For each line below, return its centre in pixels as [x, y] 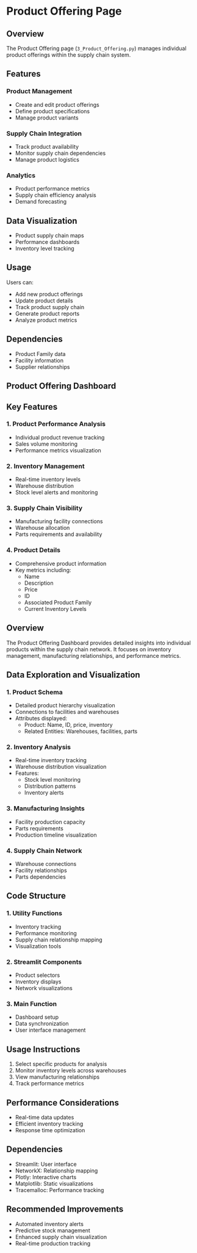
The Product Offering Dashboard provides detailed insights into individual [99, 643]
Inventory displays [38, 982]
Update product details [44, 301]
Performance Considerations [63, 1103]
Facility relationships [41, 871]
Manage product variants [47, 118]
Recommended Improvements [65, 1209]
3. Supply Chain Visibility [45, 509]
